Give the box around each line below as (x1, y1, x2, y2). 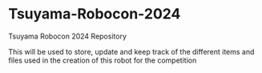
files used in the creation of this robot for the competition (8, 55, 197, 65)
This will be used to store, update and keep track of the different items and (8, 47, 255, 56)
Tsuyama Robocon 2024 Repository (8, 31, 127, 41)
